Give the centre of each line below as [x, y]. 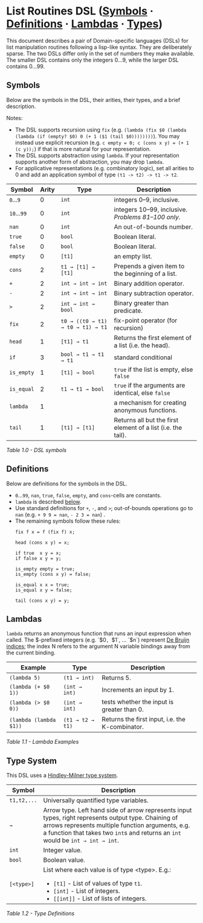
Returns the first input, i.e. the [144, 720]
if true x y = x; [38, 553]
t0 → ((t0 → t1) [84, 321]
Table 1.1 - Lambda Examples [43, 742]
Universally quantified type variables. [96, 800]
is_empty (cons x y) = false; [53, 574]
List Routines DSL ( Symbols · [80, 11]
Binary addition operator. [149, 283]
